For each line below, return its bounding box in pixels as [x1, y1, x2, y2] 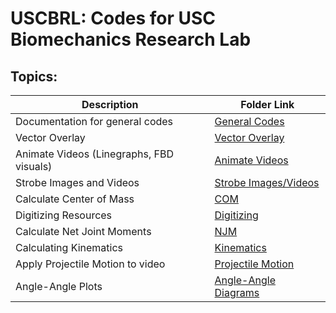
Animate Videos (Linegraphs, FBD [15, 147, 174, 161]
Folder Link [240, 98, 295, 111]
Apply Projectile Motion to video [15, 257, 166, 271]
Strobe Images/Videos [214, 176, 320, 189]
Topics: [10, 68, 58, 85]
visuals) [15, 160, 53, 173]
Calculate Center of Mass [15, 192, 135, 206]
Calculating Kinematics [15, 241, 124, 254]
